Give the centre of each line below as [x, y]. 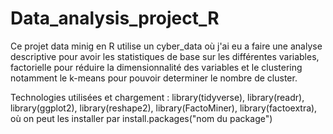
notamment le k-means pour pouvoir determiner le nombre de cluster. [154, 78]
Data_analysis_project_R [115, 18]
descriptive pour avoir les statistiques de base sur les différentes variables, [165, 56]
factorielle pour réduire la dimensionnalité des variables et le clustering [156, 67]
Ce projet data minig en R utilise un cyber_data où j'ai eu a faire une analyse [166, 46]
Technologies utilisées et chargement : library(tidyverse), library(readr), [157, 97]
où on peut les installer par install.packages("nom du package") [141, 118]
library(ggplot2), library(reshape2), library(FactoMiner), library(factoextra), [164, 108]
